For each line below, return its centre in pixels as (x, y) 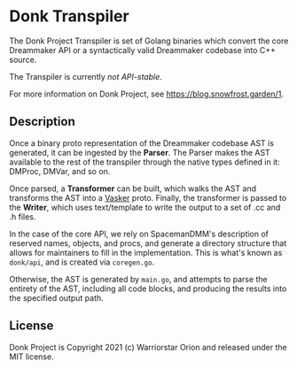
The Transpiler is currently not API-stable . (86, 76)
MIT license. (32, 357)
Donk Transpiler (70, 16)
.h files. (23, 216)
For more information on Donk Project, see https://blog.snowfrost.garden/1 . (146, 94)
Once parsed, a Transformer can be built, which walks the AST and (133, 188)
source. (23, 59)
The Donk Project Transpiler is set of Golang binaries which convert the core (149, 41)
